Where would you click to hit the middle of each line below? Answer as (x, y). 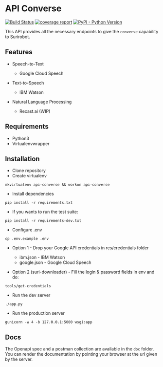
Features (19, 52)
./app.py (14, 304)
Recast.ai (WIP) (35, 111)
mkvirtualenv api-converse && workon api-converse (57, 185)
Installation (22, 159)
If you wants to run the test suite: (45, 212)
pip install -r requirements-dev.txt (43, 221)
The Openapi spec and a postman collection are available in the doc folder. (80, 349)
